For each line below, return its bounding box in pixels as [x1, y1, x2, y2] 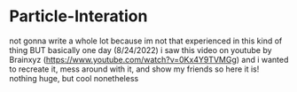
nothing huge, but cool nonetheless [9, 73, 139, 83]
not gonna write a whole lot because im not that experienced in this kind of [9, 35, 283, 46]
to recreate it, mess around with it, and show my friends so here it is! [9, 64, 260, 74]
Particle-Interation [9, 6, 148, 27]
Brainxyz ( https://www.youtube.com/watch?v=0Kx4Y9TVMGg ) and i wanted [9, 54, 289, 65]
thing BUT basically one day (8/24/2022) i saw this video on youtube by [9, 44, 272, 55]
